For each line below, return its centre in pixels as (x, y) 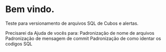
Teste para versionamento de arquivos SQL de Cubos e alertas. (72, 23)
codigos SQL (19, 43)
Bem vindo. (30, 9)
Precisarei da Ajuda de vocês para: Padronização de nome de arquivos (80, 33)
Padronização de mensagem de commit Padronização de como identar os (83, 38)
